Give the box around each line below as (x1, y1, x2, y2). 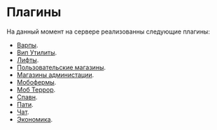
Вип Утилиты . (16, 48, 57, 57)
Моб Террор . (16, 85, 56, 94)
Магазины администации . (16, 71, 94, 79)
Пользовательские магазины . (16, 63, 106, 71)
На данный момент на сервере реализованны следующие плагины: (6, 27, 211, 36)
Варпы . (16, 41, 38, 49)
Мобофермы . (16, 78, 57, 86)
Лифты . (16, 55, 39, 64)
